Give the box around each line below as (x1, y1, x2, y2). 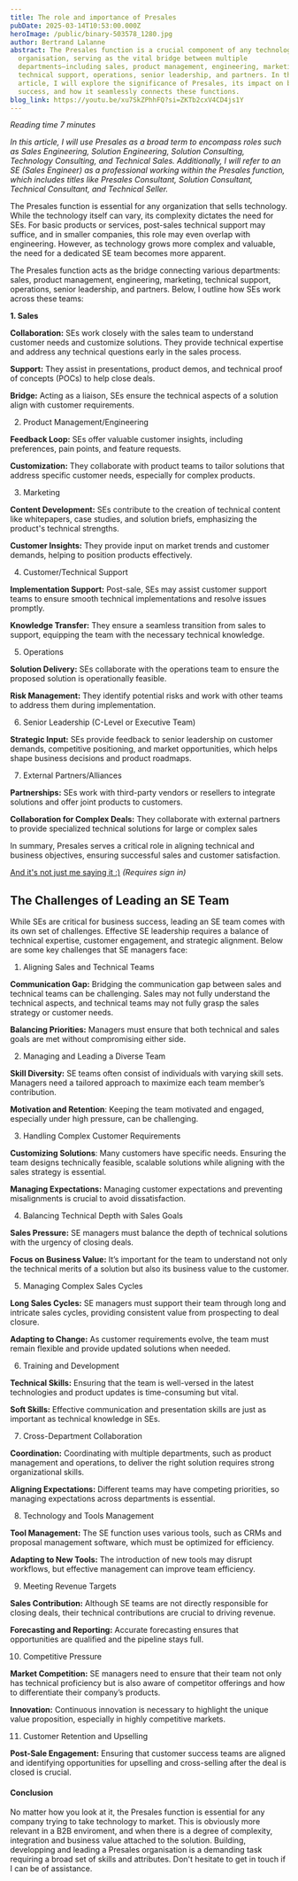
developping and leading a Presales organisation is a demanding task (10, 1845, 263, 1855)
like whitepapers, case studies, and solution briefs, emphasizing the (10, 514, 257, 525)
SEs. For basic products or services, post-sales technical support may (10, 220, 266, 230)
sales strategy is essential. (10, 1167, 107, 1178)
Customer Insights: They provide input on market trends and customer (10, 540, 270, 551)
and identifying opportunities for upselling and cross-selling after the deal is (10, 1758, 287, 1768)
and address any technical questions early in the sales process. (10, 346, 242, 357)
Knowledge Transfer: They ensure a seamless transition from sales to (10, 620, 266, 631)
